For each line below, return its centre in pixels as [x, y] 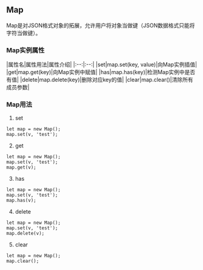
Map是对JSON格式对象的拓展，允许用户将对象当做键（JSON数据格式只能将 [101, 25]
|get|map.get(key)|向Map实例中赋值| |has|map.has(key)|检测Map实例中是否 [101, 72]
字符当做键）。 [24, 33]
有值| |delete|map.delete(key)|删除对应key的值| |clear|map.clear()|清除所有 [100, 80]
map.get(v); [21, 167]
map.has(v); [21, 201]
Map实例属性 [25, 50]
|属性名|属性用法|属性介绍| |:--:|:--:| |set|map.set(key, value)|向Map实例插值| [102, 65]
